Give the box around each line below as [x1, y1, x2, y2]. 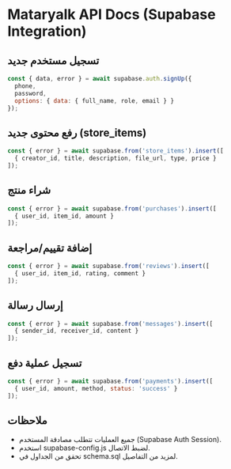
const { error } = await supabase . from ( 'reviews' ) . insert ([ [7, 263, 210, 270]
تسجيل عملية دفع [7, 356, 82, 369]
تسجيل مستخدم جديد [7, 54, 100, 67]
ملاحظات [7, 414, 48, 427]
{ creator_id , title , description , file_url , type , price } [14, 154, 217, 163]
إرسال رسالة [7, 299, 63, 312]
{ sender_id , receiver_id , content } [14, 327, 139, 335]
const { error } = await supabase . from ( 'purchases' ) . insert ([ [7, 204, 217, 213]
